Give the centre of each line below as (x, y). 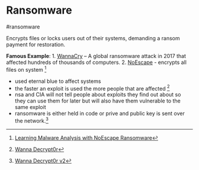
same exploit (30, 107)
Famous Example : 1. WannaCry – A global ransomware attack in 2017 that (96, 56)
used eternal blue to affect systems (58, 81)
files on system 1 (26, 69)
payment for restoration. (36, 44)
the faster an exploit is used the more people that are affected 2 (92, 88)
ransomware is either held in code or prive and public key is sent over (99, 114)
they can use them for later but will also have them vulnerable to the (97, 101)
